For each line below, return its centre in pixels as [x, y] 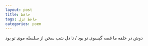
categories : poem [23, 24]
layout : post [19, 10]
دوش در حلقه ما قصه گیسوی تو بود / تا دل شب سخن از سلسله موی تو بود [74, 38]
